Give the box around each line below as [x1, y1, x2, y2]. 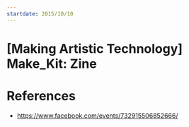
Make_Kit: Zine [6, 56, 97, 71]
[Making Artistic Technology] [6, 40, 183, 56]
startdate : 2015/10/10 [6, 10, 74, 18]
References [6, 88, 76, 104]
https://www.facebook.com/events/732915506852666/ [16, 111, 178, 120]
